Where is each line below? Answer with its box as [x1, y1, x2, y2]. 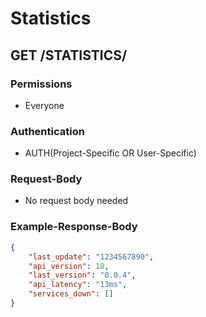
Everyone [24, 99, 65, 111]
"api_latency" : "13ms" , [28, 280, 128, 290]
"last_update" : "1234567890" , [28, 252, 155, 262]
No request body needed [24, 195, 129, 207]
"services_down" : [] [28, 289, 114, 299]
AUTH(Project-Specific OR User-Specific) [24, 147, 197, 159]
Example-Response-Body [10, 220, 138, 234]
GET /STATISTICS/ [10, 47, 128, 64]
